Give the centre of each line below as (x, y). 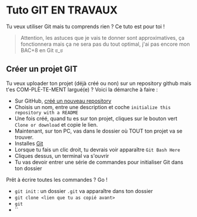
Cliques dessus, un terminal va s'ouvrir (62, 155)
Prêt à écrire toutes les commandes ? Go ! (57, 179)
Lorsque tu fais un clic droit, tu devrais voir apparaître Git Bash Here (97, 150)
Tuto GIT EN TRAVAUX (62, 10)
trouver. (24, 137)
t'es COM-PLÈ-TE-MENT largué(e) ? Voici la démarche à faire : (82, 89)
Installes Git (29, 143)
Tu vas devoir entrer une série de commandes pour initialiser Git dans (99, 162)
